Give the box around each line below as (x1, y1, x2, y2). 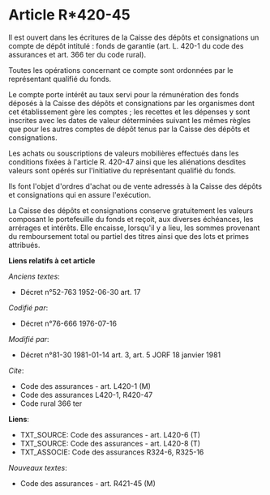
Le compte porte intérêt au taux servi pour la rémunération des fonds (8, 89, 239, 99)
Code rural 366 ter (19, 399, 83, 408)
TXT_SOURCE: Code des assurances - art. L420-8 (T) (19, 438, 201, 448)
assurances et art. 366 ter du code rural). (8, 49, 147, 59)
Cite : (8, 365, 24, 375)
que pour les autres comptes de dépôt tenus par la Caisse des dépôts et (8, 124, 250, 134)
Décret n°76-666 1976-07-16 (19, 318, 118, 328)
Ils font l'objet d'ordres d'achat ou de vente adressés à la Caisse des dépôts (8, 181, 262, 191)
